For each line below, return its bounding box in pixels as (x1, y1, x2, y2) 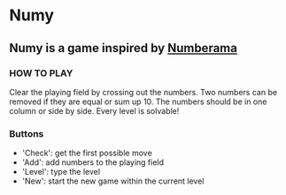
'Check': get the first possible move (21, 147, 152, 159)
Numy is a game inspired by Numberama (9, 41, 237, 56)
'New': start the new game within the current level (21, 176, 205, 186)
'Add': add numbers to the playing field (21, 157, 165, 168)
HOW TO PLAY (9, 67, 73, 79)
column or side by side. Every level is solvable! (9, 105, 180, 116)
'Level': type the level (21, 167, 100, 177)
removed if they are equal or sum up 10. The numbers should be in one (9, 96, 267, 107)
